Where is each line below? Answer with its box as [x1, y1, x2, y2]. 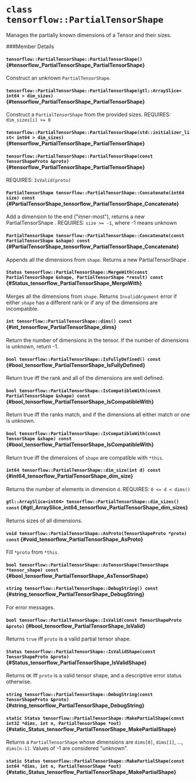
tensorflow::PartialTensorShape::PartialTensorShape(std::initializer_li [6, 129, 190, 135]
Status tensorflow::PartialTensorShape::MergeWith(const [6, 269, 148, 276]
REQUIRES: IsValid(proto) [6, 177, 71, 184]
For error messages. [6, 604, 55, 611]
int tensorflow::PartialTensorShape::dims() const [6, 318, 132, 324]
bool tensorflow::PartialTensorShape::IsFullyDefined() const [6, 356, 161, 362]
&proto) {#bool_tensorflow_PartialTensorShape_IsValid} [6, 622, 146, 629]
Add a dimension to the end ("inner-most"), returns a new [6, 213, 145, 220]
